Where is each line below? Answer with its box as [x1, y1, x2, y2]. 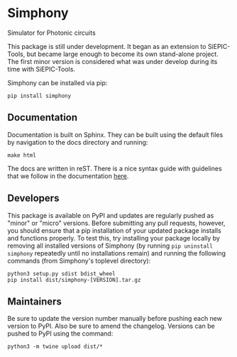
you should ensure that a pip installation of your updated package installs [7, 226, 221, 235]
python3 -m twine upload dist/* [7, 343, 103, 351]
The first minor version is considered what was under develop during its [7, 57, 218, 65]
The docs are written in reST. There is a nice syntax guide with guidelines [7, 164, 222, 172]
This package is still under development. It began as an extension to [7, 42, 206, 50]
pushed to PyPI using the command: [7, 329, 114, 338]
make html [7, 151, 37, 159]
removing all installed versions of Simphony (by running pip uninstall [7, 241, 213, 250]
